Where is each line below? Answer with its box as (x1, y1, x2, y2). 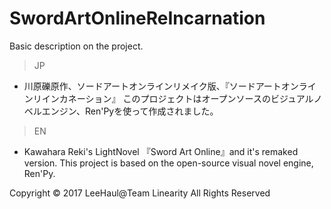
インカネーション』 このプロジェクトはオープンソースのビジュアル (41, 92, 314, 104)
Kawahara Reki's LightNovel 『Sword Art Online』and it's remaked (23, 145, 299, 157)
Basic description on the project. (9, 40, 144, 52)
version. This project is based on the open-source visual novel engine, (23, 157, 314, 169)
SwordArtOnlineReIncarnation (9, 7, 266, 30)
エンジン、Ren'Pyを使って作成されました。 (41, 105, 219, 117)
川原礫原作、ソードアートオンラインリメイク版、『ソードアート (23, 80, 282, 92)
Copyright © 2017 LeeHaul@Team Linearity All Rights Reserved (9, 187, 271, 199)
